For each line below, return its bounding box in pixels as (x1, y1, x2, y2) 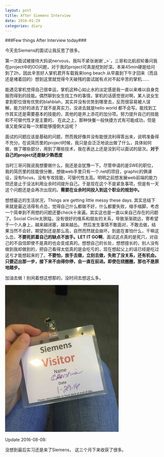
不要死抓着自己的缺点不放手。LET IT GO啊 (18, 234, 102, 240)
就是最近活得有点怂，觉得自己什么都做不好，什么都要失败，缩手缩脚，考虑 (9, 204, 159, 209)
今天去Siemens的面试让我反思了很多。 (5, 47, 82, 53)
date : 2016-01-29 (5, 18, 41, 23)
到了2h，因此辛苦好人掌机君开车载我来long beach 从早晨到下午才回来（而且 (5, 70, 158, 76)
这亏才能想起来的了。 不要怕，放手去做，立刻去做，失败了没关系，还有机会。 (5, 252, 159, 258)
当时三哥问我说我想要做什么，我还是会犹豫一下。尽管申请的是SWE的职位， (5, 162, 156, 168)
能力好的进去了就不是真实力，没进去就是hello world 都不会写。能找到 (13, 105, 153, 111)
